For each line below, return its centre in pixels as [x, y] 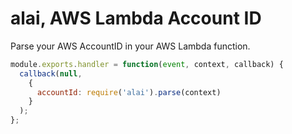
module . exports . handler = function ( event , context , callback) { [147, 64]
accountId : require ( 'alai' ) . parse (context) [129, 92]
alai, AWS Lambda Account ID [136, 18]
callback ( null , [51, 73]
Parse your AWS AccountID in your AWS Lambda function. [130, 46]
